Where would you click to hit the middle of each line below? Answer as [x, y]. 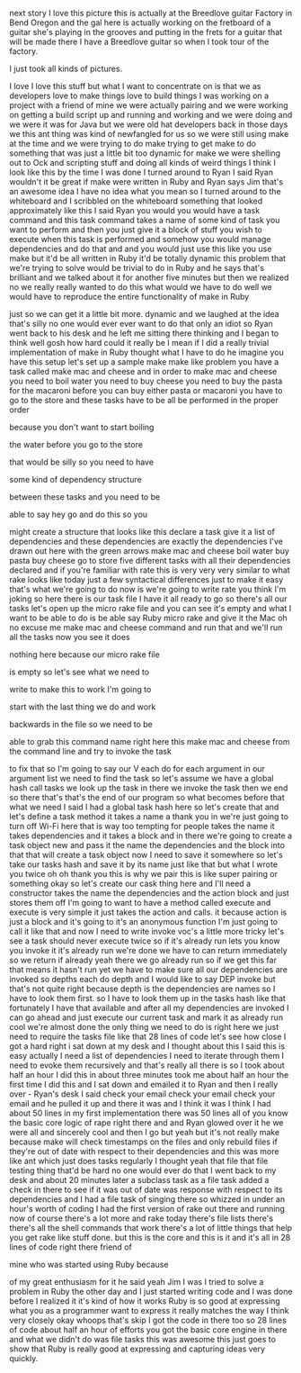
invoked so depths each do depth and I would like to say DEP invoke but [142, 979]
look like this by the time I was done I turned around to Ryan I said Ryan [142, 172]
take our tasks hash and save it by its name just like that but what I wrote [144, 864]
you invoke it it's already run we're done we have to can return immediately [148, 950]
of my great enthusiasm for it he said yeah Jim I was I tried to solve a [137, 1282]
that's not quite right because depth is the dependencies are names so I [142, 989]
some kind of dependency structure [75, 479]
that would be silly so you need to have [82, 462]
